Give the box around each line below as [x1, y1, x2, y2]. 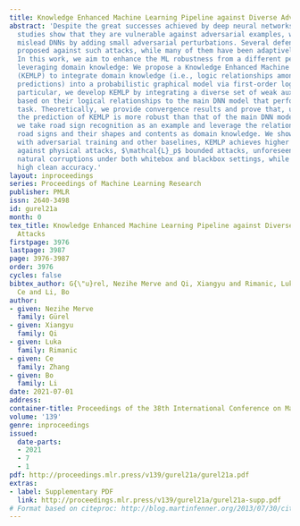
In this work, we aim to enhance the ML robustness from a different [17, 55, 281, 64]
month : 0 [9, 212, 42, 222]
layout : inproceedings [9, 171, 94, 180]
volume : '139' [9, 412, 62, 421]
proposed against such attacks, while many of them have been [17, 47, 254, 55]
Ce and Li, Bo [17, 287, 70, 296]
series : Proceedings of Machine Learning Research [9, 180, 202, 189]
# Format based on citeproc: [9, 504, 118, 513]
